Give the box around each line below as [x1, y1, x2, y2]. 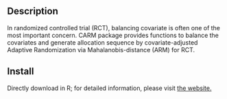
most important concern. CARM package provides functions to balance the [7, 31, 219, 39]
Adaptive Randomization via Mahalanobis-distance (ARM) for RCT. [7, 45, 195, 54]
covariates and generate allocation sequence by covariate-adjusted [7, 38, 198, 47]
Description [7, 5, 58, 17]
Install [7, 65, 34, 78]
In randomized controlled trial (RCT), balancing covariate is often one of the [7, 23, 221, 32]
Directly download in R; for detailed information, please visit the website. [7, 84, 212, 92]
